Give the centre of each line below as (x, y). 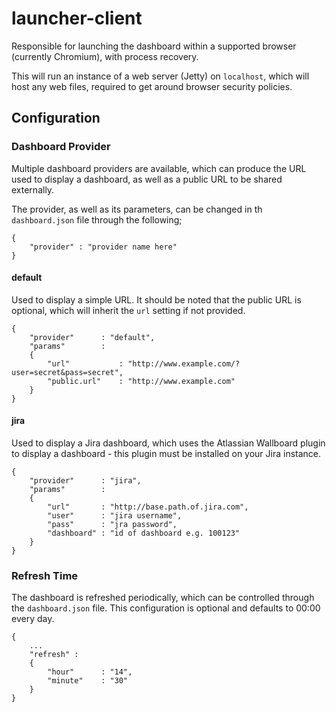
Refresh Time (45, 575)
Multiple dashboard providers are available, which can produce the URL (159, 168)
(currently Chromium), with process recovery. (105, 56)
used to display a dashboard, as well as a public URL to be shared (147, 179)
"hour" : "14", (90, 672)
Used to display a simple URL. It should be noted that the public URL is (156, 299)
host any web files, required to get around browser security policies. (152, 86)
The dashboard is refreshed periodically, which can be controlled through (163, 598)
